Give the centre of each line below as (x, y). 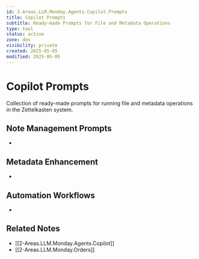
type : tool (20, 29)
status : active (25, 34)
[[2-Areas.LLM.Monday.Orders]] (55, 249)
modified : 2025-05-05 (33, 57)
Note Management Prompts (59, 128)
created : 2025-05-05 (32, 51)
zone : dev (19, 40)
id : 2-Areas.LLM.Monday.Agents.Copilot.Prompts (67, 12)
